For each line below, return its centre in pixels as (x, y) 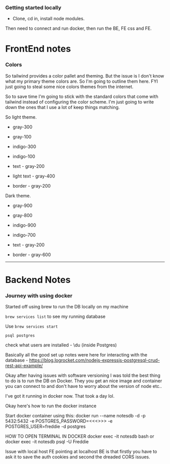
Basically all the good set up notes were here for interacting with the (76, 355)
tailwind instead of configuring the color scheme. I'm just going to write (80, 102)
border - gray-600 (32, 255)
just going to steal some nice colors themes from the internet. (69, 86)
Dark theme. (18, 195)
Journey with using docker (39, 296)
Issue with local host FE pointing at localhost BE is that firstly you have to (81, 452)
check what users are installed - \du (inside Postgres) (61, 345)
